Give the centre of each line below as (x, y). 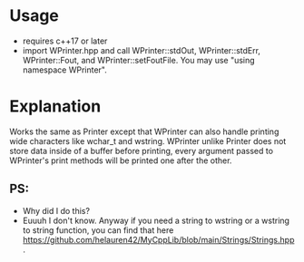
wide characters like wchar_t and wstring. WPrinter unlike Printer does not (148, 141)
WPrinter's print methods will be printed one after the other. (121, 160)
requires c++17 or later (65, 41)
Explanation (55, 107)
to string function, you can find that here (98, 230)
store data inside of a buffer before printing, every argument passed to (142, 150)
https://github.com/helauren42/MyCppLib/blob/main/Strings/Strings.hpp (158, 239)
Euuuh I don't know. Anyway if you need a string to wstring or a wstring (156, 220)
